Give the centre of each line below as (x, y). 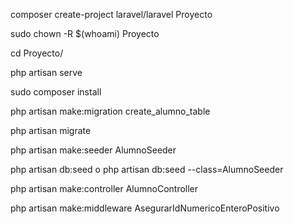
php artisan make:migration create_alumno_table (110, 111)
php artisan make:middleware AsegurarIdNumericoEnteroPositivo (145, 208)
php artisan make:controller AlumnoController (104, 188)
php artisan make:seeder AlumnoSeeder (93, 150)
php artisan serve (46, 72)
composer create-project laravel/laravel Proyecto (111, 14)
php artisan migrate (51, 130)
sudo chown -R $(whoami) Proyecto (85, 33)
